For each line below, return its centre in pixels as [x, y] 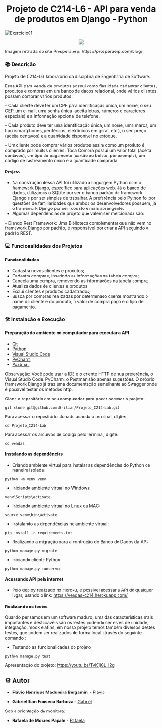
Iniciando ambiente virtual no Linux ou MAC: [56, 506]
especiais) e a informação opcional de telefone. [52, 116]
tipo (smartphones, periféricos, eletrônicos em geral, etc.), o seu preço [76, 131]
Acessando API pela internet [34, 579]
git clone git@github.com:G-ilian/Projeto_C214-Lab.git [62, 407]
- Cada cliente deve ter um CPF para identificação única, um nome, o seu [78, 106]
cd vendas [15, 443]
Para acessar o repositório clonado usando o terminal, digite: [66, 416]
